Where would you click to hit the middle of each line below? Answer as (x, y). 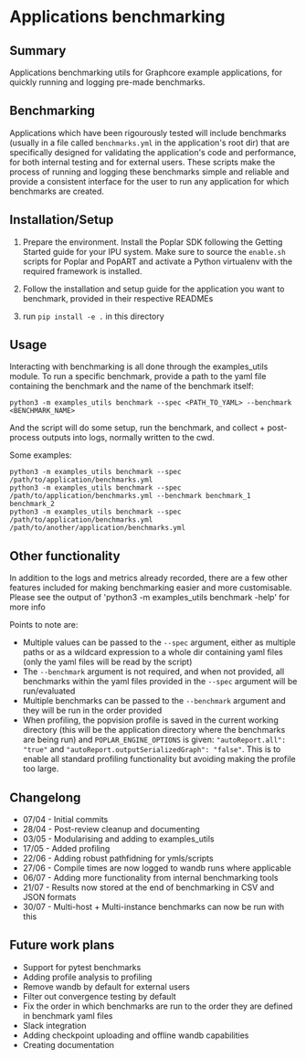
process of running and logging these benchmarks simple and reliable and (149, 172)
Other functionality (65, 556)
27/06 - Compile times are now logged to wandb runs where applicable (157, 868)
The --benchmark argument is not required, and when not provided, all (153, 672)
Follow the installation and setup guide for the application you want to (153, 289)
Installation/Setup (62, 220)
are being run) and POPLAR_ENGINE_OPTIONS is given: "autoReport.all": (154, 740)
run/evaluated (49, 691)
